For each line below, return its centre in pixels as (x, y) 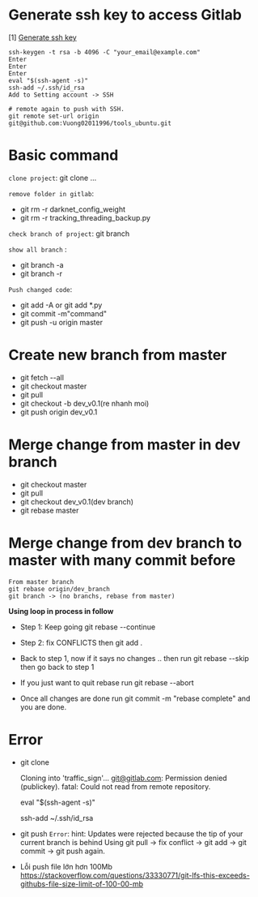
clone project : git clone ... (53, 178)
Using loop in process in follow (61, 611)
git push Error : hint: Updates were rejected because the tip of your (131, 834)
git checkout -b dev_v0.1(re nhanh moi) (85, 403)
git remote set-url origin (54, 116)
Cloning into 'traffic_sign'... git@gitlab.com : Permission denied (124, 778)
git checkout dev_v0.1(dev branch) (77, 501)
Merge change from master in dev (125, 444)
